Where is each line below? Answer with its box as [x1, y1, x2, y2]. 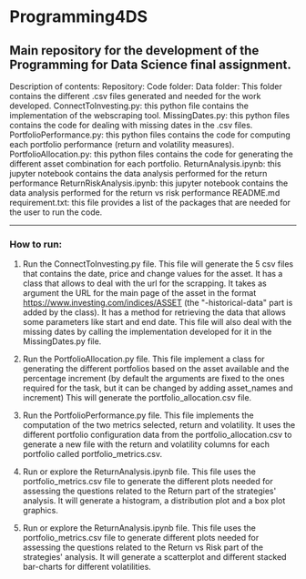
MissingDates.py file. [22, 336, 102, 347]
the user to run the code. [9, 207, 103, 218]
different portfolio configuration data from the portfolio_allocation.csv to [22, 430, 292, 441]
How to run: [9, 238, 63, 250]
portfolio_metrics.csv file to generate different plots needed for [22, 533, 260, 543]
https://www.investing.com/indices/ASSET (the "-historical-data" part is [22, 298, 293, 309]
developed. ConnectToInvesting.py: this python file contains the [9, 100, 249, 111]
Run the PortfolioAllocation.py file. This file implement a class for [22, 353, 266, 365]
